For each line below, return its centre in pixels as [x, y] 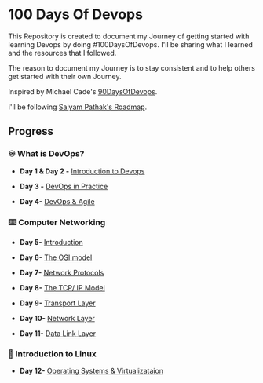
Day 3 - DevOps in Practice [64, 186]
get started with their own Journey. [65, 76]
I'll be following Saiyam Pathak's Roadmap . [78, 107]
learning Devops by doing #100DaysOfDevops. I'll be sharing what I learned [131, 44]
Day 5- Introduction [51, 242]
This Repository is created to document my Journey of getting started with [129, 36]
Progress [31, 131]
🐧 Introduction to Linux [52, 353]
